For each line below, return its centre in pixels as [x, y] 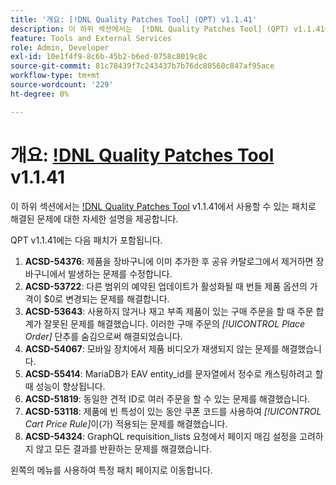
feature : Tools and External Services [91, 38]
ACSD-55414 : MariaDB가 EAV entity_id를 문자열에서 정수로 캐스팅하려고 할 [174, 373]
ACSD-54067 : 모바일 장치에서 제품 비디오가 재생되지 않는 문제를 [152, 348]
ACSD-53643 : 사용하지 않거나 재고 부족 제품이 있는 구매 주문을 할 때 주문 [169, 311]
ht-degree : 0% [40, 94]
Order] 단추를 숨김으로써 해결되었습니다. [103, 336]
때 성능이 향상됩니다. [65, 386]
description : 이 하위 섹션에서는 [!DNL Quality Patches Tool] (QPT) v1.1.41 [167, 29]
